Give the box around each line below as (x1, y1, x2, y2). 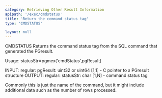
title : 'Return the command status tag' (5, 16, 89, 21)
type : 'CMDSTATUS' (5, 21, 43, 26)
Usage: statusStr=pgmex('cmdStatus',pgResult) (5, 58, 102, 64)
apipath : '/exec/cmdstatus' (5, 12, 63, 17)
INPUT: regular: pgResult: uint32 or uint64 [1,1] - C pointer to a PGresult (5, 67, 149, 73)
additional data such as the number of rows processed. (5, 87, 117, 93)
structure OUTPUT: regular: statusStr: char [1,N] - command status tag (5, 73, 148, 78)
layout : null (5, 30, 32, 35)
